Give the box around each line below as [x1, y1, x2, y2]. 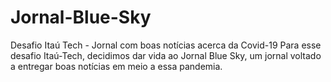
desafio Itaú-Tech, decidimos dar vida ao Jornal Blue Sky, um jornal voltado [10, 49, 322, 61]
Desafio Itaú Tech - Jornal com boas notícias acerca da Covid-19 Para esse [10, 39, 322, 51]
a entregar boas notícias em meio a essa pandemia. [10, 60, 223, 72]
